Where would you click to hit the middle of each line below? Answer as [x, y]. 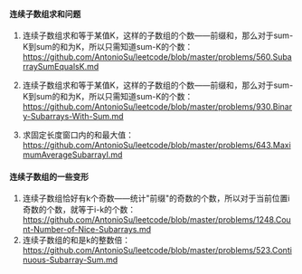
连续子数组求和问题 [45, 14]
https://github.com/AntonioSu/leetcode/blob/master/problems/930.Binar [157, 107]
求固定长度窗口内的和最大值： [78, 135]
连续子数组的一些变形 [49, 176]
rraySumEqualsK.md [61, 67]
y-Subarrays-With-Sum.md [73, 117]
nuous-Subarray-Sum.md [70, 260]
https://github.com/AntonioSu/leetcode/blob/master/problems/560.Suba [157, 57]
